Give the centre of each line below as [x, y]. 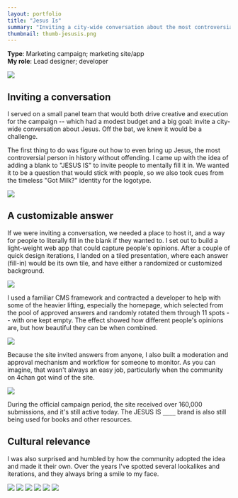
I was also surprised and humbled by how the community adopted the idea [116, 458]
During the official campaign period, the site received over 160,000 [105, 404]
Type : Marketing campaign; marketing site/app [76, 54]
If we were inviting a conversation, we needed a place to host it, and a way [116, 233]
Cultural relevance [49, 442]
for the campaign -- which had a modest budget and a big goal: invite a [112, 122]
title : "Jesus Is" [34, 21]
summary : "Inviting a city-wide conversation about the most [100, 27]
